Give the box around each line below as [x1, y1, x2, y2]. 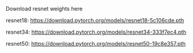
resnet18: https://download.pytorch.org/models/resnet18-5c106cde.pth [5, 17, 184, 23]
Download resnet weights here [5, 5, 83, 12]
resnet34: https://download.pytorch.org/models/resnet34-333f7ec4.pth [5, 28, 187, 36]
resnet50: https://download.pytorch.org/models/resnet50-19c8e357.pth [5, 40, 186, 47]
